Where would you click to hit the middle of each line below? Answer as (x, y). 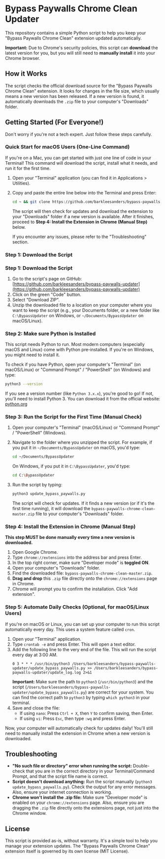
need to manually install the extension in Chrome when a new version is (78, 733)
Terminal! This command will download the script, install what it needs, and (81, 163)
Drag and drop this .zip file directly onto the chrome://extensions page (85, 578)
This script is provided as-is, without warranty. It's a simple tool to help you (81, 841)
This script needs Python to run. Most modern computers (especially (75, 344)
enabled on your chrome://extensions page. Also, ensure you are (78, 803)
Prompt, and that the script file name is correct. (60, 776)
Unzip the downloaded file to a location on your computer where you (82, 305)
